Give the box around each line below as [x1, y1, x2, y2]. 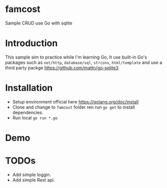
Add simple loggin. [12, 171, 51, 177]
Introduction [5, 37, 58, 49]
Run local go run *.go [12, 114, 58, 120]
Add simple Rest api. [12, 176, 55, 183]
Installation [5, 82, 53, 93]
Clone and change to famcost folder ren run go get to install [12, 104, 135, 110]
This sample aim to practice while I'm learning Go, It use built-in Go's [5, 54, 147, 60]
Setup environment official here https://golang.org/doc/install [12, 98, 139, 104]
